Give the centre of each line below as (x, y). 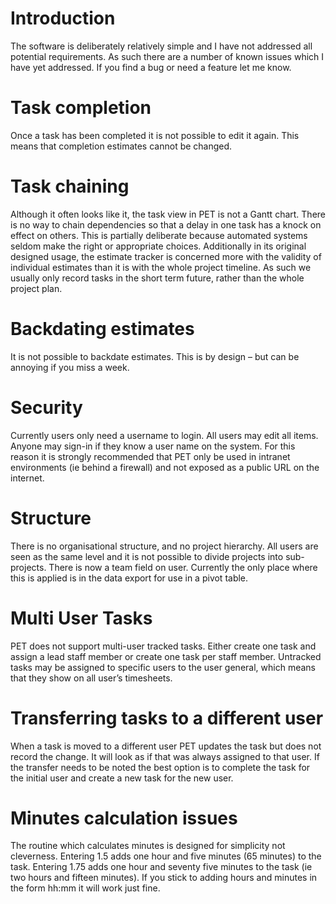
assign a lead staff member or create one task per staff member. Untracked (166, 656)
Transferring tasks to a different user (167, 718)
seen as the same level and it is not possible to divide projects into (147, 556)
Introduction (63, 18)
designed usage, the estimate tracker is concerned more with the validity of (166, 256)
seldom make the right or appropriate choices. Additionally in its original (158, 246)
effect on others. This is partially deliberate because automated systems (159, 235)
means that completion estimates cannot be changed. (121, 146)
